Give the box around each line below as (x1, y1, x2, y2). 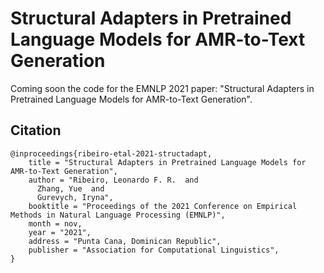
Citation (10, 122, 62, 139)
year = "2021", (28, 227, 92, 237)
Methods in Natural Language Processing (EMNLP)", (10, 210, 226, 220)
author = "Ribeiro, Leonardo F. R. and (28, 175, 199, 185)
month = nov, (28, 218, 83, 229)
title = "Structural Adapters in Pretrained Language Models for (28, 157, 307, 167)
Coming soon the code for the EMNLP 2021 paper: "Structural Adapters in (10, 82, 315, 94)
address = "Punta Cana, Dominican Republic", (28, 236, 222, 246)
